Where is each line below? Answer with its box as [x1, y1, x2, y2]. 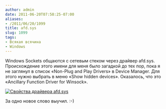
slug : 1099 [5, 30, 28, 35]
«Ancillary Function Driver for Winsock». [5, 79, 88, 85]
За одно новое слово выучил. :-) [5, 98, 75, 104]
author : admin [5, 7, 35, 12]
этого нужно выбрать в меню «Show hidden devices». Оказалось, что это [5, 73, 162, 79]
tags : [5, 35, 16, 40]
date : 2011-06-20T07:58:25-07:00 [5, 12, 75, 17]
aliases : [5, 16, 23, 21]
